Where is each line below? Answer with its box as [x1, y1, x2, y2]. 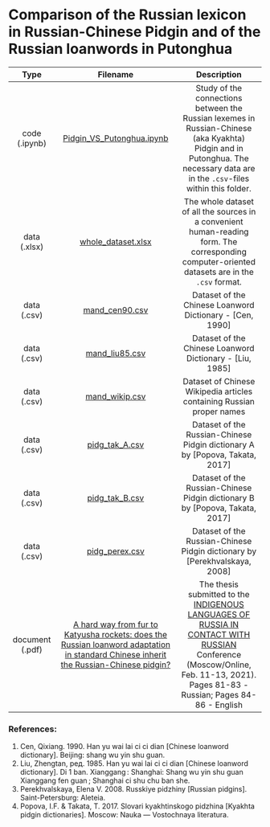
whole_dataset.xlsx [80, 235, 152, 247]
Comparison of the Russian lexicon [8, 6, 247, 24]
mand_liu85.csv [85, 347, 146, 358]
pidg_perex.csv [87, 545, 145, 556]
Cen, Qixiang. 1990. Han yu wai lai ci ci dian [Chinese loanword [19, 742, 229, 751]
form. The [200, 235, 238, 247]
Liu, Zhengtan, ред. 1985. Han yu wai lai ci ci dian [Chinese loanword [19, 759, 249, 768]
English [215, 699, 243, 710]
